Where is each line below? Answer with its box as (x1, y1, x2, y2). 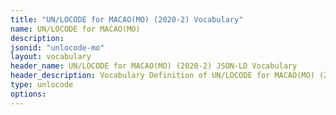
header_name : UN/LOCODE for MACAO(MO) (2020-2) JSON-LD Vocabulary (10, 61, 298, 71)
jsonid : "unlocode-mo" (10, 42, 105, 53)
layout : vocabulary (10, 52, 92, 62)
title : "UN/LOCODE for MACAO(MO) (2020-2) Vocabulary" (10, 14, 244, 25)
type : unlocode (10, 80, 74, 90)
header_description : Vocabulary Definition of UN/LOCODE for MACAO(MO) (10, 71, 315, 81)
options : (10, 89, 47, 99)
